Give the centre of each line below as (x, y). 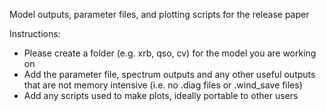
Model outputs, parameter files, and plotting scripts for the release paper (159, 14)
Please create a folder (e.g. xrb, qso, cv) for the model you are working (170, 53)
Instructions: (35, 33)
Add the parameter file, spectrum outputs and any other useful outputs (169, 74)
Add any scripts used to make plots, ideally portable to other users (161, 95)
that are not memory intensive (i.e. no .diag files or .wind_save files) (163, 85)
